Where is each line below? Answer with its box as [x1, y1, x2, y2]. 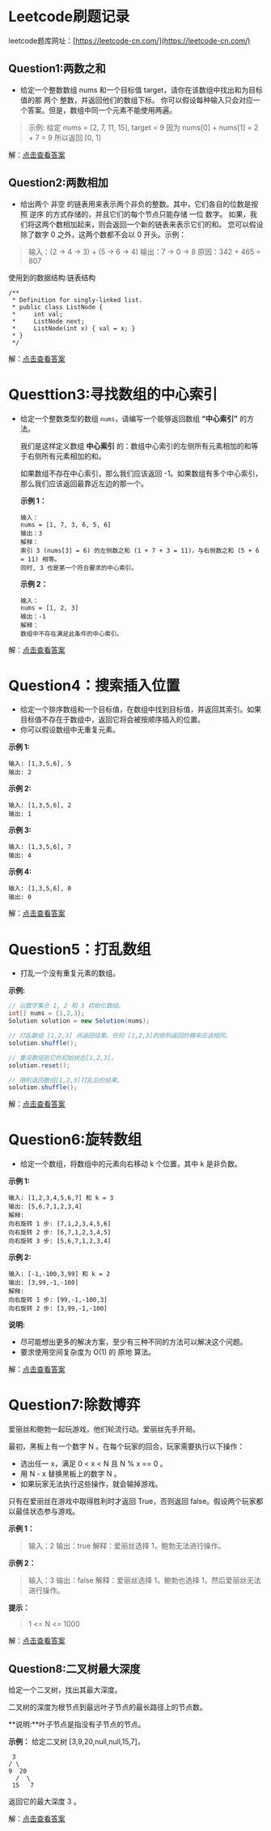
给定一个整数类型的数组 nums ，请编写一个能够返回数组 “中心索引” [19, 413, 239, 423]
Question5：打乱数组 [8, 940, 151, 959]
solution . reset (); [8, 1061, 70, 1070]
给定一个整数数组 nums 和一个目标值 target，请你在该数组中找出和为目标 [19, 84, 263, 94]
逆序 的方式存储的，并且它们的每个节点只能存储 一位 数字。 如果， [29, 209, 251, 219]
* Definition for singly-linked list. [11, 295, 143, 304]
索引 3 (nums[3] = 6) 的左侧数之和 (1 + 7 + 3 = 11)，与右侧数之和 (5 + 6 [19, 546, 260, 554]
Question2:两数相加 [8, 176, 109, 190]
